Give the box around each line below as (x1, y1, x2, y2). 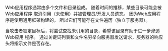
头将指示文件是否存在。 (5, 40, 54, 46)
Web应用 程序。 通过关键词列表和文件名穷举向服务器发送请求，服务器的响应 (5, 34, 163, 40)
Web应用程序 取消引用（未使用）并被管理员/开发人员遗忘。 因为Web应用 (5, 11, 156, 17)
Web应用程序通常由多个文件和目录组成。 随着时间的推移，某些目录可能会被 (5, 5, 162, 10)
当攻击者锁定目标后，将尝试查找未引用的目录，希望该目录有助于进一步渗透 (5, 28, 160, 34)
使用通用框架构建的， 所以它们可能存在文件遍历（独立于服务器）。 (14, 17, 150, 23)
